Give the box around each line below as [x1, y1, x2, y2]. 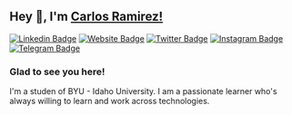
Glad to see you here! [9, 65, 106, 78]
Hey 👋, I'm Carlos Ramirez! [9, 9, 164, 24]
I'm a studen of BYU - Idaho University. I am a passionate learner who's [9, 86, 277, 97]
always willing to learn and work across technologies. [9, 96, 210, 107]
